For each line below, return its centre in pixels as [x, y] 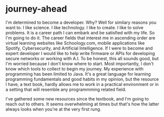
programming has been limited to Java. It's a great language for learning [78, 74]
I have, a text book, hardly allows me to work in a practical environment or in [82, 84]
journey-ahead [36, 9]
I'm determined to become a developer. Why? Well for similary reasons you [81, 22]
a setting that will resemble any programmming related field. [66, 89]
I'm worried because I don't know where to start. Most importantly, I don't [80, 64]
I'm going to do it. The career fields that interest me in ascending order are [81, 38]
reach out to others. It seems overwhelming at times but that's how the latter [82, 104]
